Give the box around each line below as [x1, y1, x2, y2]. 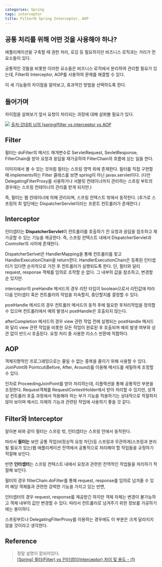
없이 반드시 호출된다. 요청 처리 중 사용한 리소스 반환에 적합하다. [10, 330, 129, 336]
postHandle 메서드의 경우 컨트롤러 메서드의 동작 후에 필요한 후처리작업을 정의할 [5, 302, 156, 308]
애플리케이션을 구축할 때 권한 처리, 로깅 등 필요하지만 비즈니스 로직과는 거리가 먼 [5, 49, 156, 55]
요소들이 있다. [5, 55, 31, 61]
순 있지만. [5, 275, 23, 281]
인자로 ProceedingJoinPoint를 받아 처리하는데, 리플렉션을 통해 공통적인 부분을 [5, 381, 154, 387]
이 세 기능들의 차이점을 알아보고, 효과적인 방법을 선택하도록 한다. [5, 82, 127, 88]
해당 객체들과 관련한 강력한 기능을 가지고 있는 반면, [10, 484, 105, 490]
